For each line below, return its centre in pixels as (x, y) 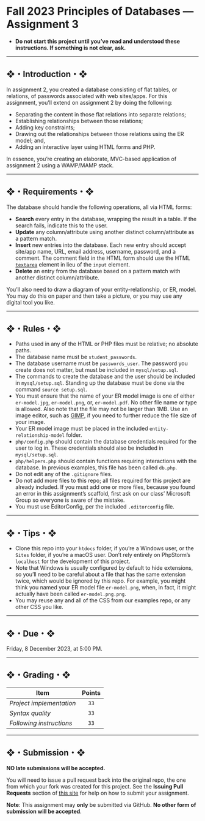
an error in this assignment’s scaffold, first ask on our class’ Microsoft (103, 494)
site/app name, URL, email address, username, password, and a (95, 251)
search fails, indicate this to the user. (61, 225)
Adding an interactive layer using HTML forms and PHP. (85, 147)
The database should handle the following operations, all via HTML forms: (99, 207)
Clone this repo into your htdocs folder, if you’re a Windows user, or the (104, 548)
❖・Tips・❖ (31, 533)
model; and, (30, 140)
